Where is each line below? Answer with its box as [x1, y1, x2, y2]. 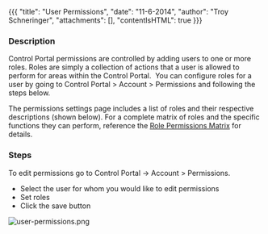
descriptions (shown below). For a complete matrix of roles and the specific [8, 112, 260, 122]
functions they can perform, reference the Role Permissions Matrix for [8, 121, 242, 131]
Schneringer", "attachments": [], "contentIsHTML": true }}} [8, 15, 203, 25]
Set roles [19, 192, 50, 202]
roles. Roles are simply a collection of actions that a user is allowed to [8, 62, 240, 72]
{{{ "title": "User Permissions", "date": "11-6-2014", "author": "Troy [8, 7, 228, 16]
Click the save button [19, 201, 91, 211]
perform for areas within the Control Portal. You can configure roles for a [8, 71, 252, 81]
